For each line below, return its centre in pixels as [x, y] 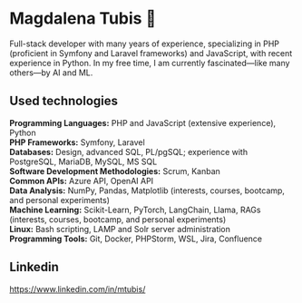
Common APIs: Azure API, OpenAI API [82, 181]
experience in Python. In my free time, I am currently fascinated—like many [150, 63]
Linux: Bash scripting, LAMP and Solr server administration [120, 229]
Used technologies [64, 101]
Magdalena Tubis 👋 [83, 19]
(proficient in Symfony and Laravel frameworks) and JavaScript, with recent [151, 53]
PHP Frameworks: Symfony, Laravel [77, 142]
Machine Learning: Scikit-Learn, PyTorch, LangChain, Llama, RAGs [135, 210]
